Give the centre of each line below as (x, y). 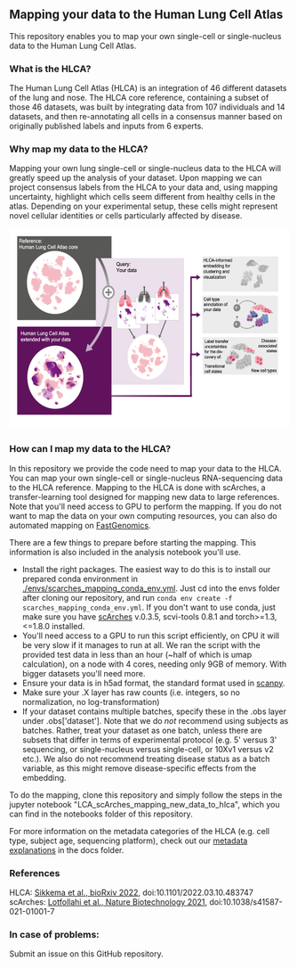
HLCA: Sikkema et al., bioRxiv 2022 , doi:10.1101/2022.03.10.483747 (131, 892)
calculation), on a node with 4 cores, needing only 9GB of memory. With (154, 664)
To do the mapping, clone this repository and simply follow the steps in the (146, 795)
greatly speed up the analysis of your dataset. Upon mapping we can (136, 178)
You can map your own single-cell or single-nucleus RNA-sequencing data (146, 478)
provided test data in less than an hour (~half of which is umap (137, 654)
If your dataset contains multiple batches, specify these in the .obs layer (154, 711)
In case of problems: (54, 934)
